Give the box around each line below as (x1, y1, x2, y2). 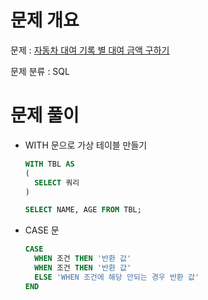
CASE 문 (24, 224, 60, 236)
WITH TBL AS (24, 159, 75, 169)
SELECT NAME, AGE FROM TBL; (24, 205, 142, 215)
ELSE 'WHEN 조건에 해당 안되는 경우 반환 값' (34, 272, 200, 282)
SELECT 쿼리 (34, 177, 80, 188)
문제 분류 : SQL (10, 65, 70, 77)
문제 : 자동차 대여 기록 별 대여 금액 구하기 (10, 44, 170, 56)
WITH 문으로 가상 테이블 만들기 (24, 139, 148, 151)
